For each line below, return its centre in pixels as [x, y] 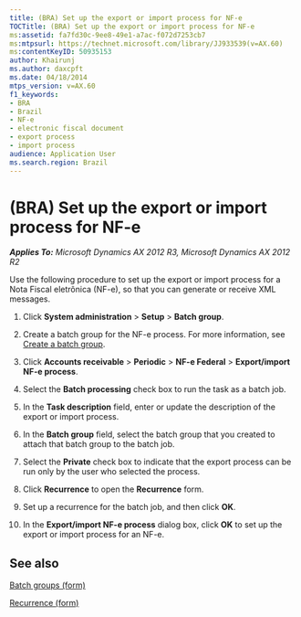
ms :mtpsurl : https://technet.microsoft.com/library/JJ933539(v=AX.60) [146, 43]
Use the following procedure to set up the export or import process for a [145, 280]
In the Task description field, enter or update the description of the [149, 407]
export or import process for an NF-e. [93, 535]
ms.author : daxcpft [47, 69]
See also [34, 563]
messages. [30, 299]
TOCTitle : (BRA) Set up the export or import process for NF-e [132, 27]
